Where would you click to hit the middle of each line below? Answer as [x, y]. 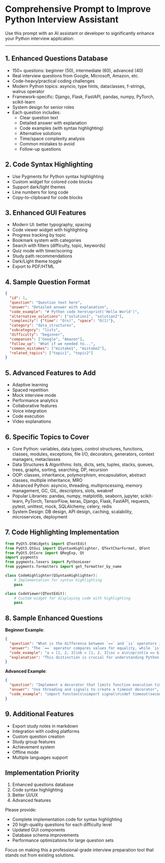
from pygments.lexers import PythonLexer [48, 562]
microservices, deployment [40, 517]
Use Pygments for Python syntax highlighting [58, 176]
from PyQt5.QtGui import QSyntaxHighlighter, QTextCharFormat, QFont [78, 548]
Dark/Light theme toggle [37, 261]
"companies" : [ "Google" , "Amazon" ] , [47, 339]
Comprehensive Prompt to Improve [78, 9]
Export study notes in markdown [45, 726]
